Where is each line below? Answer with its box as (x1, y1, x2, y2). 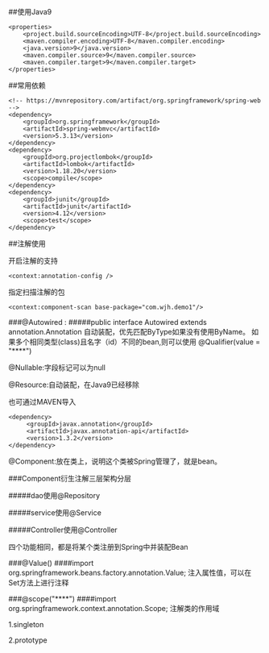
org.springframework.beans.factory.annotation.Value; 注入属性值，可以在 (8, 568, 252, 577)
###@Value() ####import (8, 559, 94, 568)
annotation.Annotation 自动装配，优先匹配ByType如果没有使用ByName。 (8, 327, 250, 336)
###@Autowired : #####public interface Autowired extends (8, 318, 208, 326)
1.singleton (8, 620, 44, 629)
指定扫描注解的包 (8, 287, 65, 297)
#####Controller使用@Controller (8, 525, 118, 534)
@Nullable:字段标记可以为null (8, 363, 106, 372)
